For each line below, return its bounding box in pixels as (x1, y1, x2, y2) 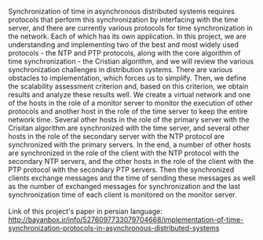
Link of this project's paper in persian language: (8, 207, 163, 216)
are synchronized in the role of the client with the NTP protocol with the (8, 148, 239, 158)
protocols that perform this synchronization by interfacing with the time (8, 15, 239, 24)
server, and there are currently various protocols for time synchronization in (8, 24, 253, 32)
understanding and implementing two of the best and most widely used (8, 40, 239, 49)
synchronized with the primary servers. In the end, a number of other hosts (8, 140, 251, 149)
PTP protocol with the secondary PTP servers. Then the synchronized (8, 165, 235, 174)
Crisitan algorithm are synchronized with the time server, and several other (8, 123, 250, 133)
